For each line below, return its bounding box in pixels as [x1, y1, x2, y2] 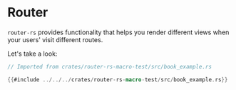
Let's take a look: [7, 49, 58, 58]
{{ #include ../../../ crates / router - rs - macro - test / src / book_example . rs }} [7, 76, 228, 83]
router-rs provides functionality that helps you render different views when [7, 28, 230, 36]
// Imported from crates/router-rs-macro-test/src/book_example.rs [7, 63, 212, 70]
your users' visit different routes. [7, 35, 103, 44]
